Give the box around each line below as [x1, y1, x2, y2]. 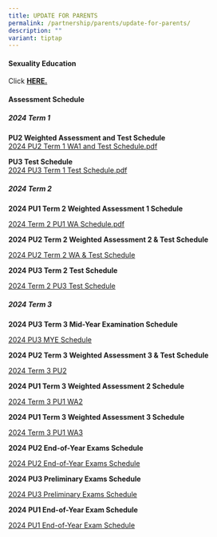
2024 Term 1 [8, 113, 51, 122]
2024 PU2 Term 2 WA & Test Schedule [8, 250, 136, 259]
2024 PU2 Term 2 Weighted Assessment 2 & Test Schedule [8, 235, 209, 244]
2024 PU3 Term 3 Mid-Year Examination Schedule [8, 319, 178, 329]
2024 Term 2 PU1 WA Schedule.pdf [8, 219, 125, 228]
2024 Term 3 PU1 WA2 [8, 397, 84, 406]
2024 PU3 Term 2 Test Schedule [8, 265, 118, 275]
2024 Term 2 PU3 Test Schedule [8, 281, 116, 290]
